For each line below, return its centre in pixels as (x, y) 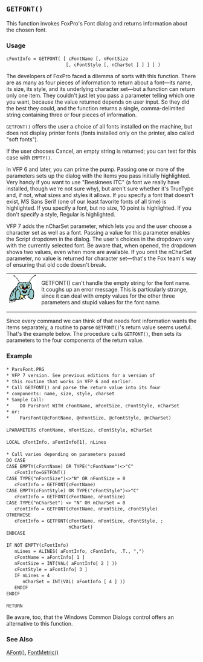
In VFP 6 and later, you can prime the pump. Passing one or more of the (95, 169)
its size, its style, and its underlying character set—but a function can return (101, 89)
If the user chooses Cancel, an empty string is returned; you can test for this (101, 151)
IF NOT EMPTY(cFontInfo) (37, 545)
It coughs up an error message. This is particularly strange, (115, 289)
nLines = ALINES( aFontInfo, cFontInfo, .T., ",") (79, 551)
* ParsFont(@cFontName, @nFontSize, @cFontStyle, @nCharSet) (89, 418)
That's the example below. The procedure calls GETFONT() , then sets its (94, 334)
